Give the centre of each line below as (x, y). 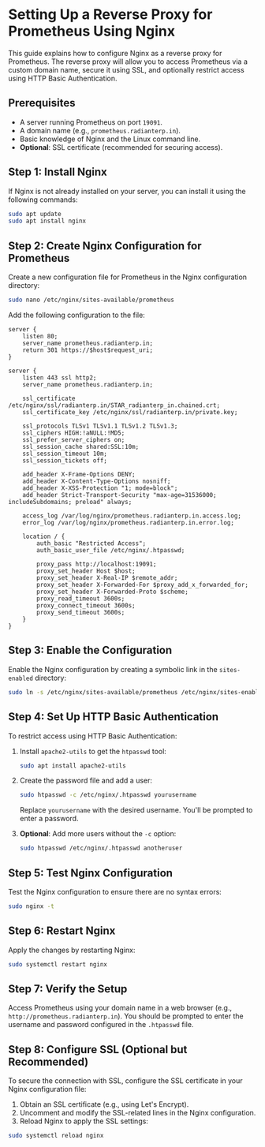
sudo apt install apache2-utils (73, 766)
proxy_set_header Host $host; (86, 571)
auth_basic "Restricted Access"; (91, 544)
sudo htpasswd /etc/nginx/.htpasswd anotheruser (101, 848)
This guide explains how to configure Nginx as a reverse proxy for (115, 53)
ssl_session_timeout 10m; (65, 454)
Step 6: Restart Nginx (62, 931)
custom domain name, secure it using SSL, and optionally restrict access (126, 69)
